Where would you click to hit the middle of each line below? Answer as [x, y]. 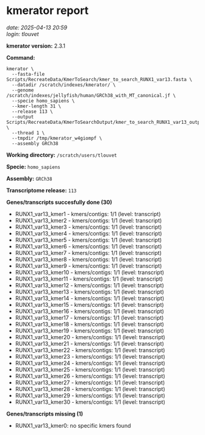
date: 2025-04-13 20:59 [37, 27]
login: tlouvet [23, 34]
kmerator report [48, 11]
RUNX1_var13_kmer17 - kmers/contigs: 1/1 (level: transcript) [89, 317]
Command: [21, 57]
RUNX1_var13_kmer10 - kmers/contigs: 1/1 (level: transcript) [90, 272]
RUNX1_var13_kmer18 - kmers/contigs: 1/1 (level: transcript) [90, 324]
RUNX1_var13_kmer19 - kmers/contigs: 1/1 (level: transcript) [90, 331]
